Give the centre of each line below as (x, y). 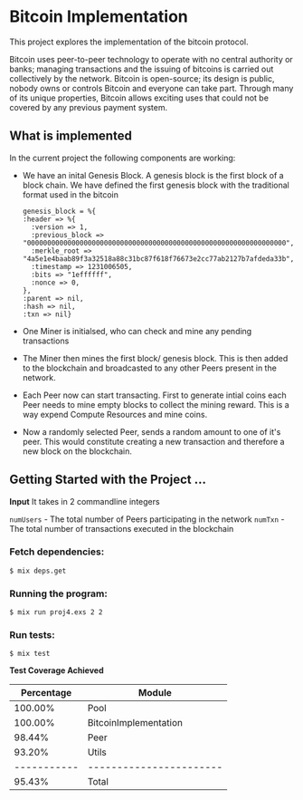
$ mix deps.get (38, 571)
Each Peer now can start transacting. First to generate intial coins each (154, 395)
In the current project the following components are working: (123, 158)
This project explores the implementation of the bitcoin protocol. (129, 42)
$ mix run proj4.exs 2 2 (56, 612)
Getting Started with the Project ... (108, 480)
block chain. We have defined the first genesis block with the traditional (156, 185)
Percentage (47, 693)
